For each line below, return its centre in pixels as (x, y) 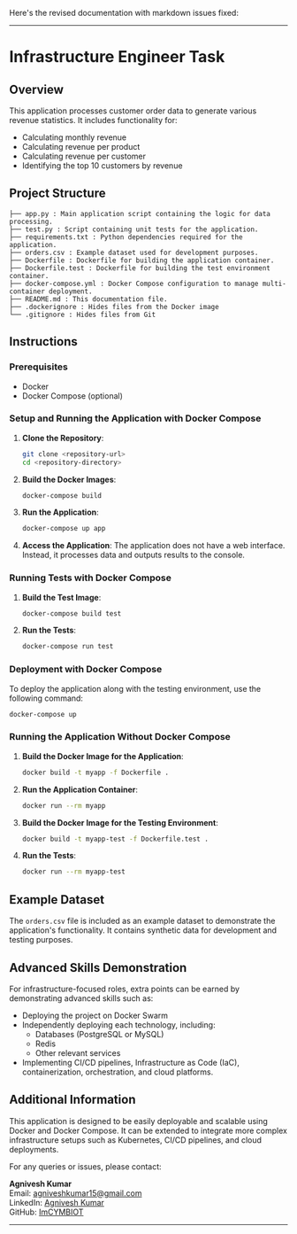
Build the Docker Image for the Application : (103, 756)
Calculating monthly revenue (74, 137)
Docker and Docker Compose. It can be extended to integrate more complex (148, 1130)
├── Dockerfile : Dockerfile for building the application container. (142, 260)
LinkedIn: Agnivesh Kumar (57, 1202)
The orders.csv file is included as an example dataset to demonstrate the (142, 921)
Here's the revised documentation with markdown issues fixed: (124, 13)
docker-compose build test (72, 613)
